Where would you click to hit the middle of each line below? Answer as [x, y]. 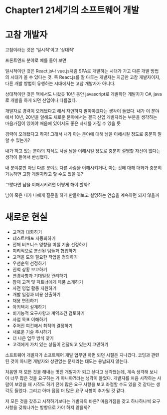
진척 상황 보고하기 [30, 270]
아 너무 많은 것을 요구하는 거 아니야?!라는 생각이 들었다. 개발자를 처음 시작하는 [81, 378]
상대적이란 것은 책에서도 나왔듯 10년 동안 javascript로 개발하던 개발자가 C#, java [83, 94]
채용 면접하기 [25, 301]
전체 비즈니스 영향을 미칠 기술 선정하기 [50, 245]
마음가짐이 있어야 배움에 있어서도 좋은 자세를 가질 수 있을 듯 [63, 123]
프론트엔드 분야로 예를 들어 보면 [36, 60]
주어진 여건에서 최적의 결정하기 [42, 326]
